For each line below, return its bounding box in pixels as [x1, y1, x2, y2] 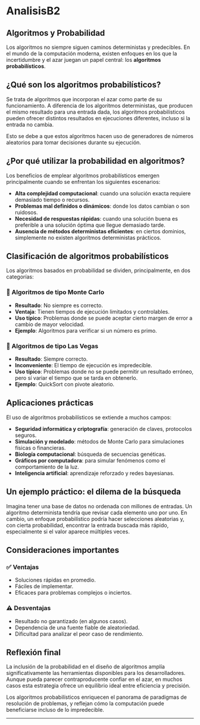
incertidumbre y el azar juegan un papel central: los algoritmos [6, 57, 161, 63]
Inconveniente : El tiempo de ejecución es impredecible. [14, 362, 152, 369]
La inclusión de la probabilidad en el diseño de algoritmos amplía [6, 663, 165, 670]
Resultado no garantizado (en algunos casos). [14, 617, 128, 624]
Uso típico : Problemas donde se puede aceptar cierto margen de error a [14, 314, 193, 321]
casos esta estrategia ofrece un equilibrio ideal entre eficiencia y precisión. [6, 682, 190, 689]
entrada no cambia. [6, 121, 54, 128]
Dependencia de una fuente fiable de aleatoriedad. [14, 624, 140, 631]
